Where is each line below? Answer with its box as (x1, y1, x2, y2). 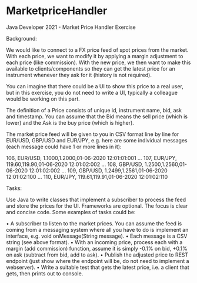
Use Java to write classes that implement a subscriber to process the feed (6, 196, 186, 203)
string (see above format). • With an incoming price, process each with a (6, 238, 183, 245)
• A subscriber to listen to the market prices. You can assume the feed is (6, 219, 182, 227)
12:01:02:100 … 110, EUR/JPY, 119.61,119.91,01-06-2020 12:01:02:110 (6, 173, 168, 180)
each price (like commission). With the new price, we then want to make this (6, 59, 191, 66)
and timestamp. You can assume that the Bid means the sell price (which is (6, 113, 188, 120)
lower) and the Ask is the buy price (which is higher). (6, 119, 134, 126)
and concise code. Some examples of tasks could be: (6, 208, 136, 215)
